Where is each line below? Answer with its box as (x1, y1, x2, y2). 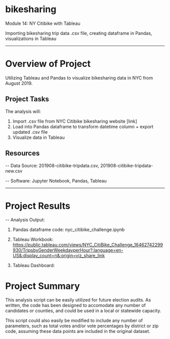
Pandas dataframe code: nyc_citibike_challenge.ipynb (12, 227, 125, 233)
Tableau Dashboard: (12, 262, 55, 269)
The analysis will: (5, 108, 41, 115)
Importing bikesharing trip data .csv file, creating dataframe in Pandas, (5, 30, 153, 36)
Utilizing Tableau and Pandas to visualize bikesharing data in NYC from (5, 74, 153, 81)
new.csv (5, 168, 23, 174)
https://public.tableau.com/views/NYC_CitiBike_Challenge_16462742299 (12, 242, 163, 248)
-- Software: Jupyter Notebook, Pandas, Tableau (5, 177, 107, 183)
